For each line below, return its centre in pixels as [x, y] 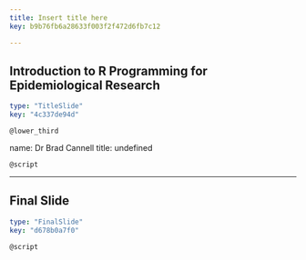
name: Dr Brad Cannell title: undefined [81, 148]
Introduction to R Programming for [108, 70]
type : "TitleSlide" [46, 106]
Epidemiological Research [85, 85]
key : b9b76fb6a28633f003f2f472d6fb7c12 [85, 26]
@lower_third [34, 131]
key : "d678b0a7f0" [44, 230]
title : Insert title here [58, 18]
